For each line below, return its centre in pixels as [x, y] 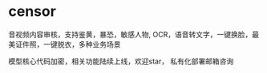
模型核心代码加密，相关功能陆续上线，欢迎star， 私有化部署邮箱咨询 [121, 61]
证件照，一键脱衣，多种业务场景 [68, 44]
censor [32, 12]
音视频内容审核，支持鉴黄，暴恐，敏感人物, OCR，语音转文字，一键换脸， [130, 34]
